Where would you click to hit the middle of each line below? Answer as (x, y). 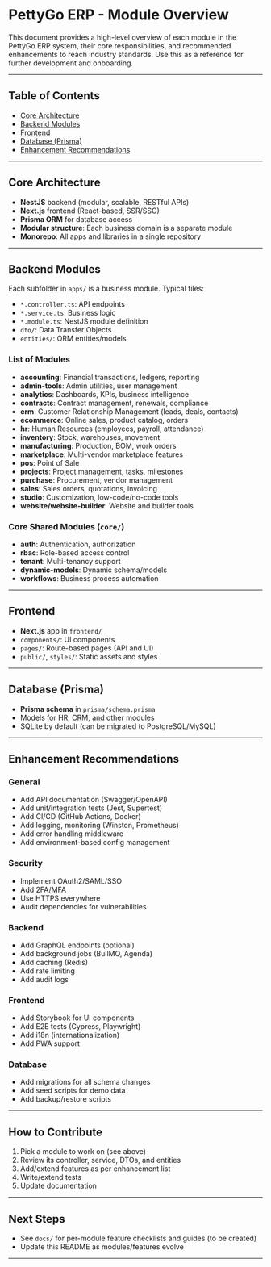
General (24, 782)
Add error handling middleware (72, 834)
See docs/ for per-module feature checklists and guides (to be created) (138, 1238)
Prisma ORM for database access (76, 219)
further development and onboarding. (71, 63)
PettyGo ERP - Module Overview (119, 15)
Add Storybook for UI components (77, 1018)
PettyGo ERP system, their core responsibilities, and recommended (120, 45)
